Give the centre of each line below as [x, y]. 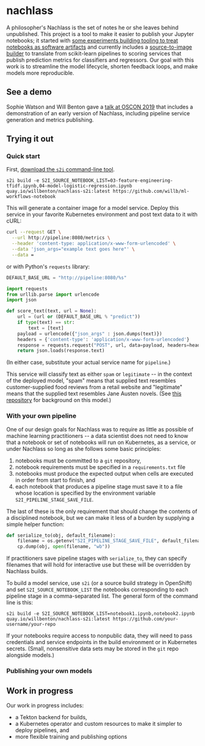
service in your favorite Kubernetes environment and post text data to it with [102, 215]
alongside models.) [31, 655]
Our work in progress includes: [45, 705]
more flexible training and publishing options [71, 736]
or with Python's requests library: [48, 267]
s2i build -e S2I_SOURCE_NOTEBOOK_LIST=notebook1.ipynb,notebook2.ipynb [101, 614]
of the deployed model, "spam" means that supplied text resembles [91, 381]
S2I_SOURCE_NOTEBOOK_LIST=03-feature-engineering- [107, 181]
